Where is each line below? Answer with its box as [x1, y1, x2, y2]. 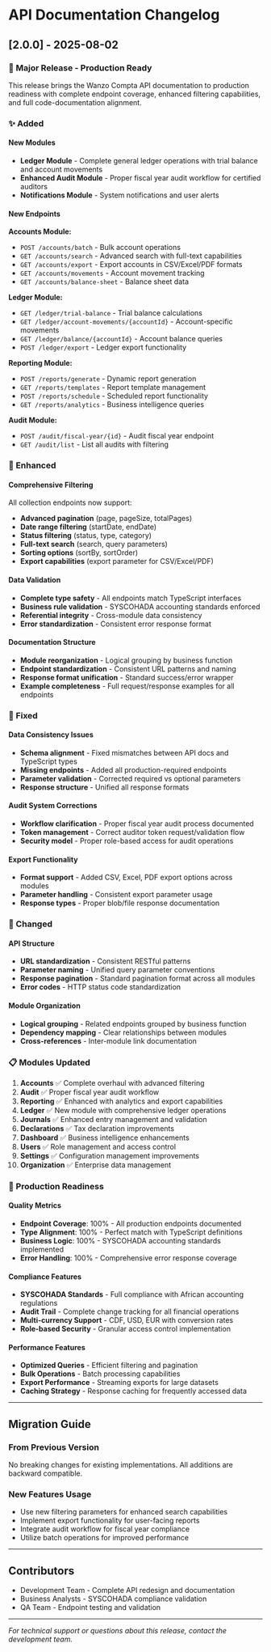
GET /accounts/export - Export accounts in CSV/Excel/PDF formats [19, 260, 243, 269]
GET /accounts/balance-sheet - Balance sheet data [19, 277, 190, 286]
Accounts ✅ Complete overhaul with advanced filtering [19, 1078, 205, 1087]
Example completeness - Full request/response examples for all [19, 681, 235, 691]
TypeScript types [19, 756, 78, 766]
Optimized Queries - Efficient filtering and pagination [19, 1361, 198, 1370]
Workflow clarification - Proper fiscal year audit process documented [19, 819, 254, 828]
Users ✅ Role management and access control [19, 1142, 176, 1151]
